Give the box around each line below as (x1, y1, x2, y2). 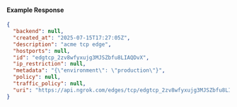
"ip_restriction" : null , (13, 61, 86, 68)
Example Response (6, 6, 64, 14)
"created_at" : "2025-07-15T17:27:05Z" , (13, 34, 131, 42)
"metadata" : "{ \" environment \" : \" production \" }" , (13, 67, 166, 74)
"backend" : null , (13, 28, 64, 35)
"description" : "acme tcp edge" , (13, 41, 112, 48)
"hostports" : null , (13, 47, 71, 54)
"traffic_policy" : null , (13, 80, 86, 87)
